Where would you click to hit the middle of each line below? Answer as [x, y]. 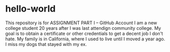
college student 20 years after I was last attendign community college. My [83, 28]
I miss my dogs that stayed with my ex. [46, 44]
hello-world [31, 9]
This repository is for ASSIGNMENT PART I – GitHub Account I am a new [81, 23]
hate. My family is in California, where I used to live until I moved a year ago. [85, 39]
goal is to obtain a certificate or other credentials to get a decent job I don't [84, 33]
